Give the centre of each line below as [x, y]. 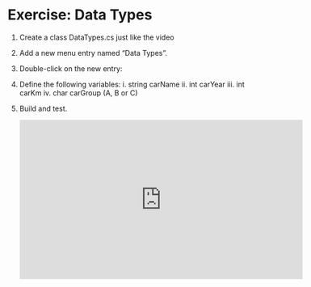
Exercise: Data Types [80, 15]
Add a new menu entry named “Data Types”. [93, 53]
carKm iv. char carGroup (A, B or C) [78, 93]
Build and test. [43, 108]
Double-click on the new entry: [71, 68]
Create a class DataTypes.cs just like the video [97, 37]
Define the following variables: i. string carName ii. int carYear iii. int [132, 84]
